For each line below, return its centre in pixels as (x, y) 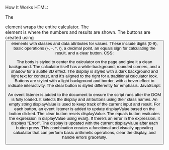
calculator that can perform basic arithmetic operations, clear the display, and (84, 133)
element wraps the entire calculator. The (47, 27)
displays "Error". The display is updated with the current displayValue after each (84, 123)
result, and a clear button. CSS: (84, 53)
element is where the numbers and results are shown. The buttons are (78, 32)
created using (20, 38)
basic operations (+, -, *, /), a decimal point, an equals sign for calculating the (84, 48)
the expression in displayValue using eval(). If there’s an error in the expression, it (84, 118)
